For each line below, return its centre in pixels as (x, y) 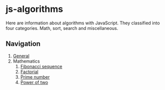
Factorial (29, 72)
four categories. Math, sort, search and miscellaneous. (62, 28)
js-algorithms (34, 9)
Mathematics (26, 61)
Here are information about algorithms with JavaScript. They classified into (83, 23)
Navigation (23, 44)
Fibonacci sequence (41, 66)
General (21, 56)
